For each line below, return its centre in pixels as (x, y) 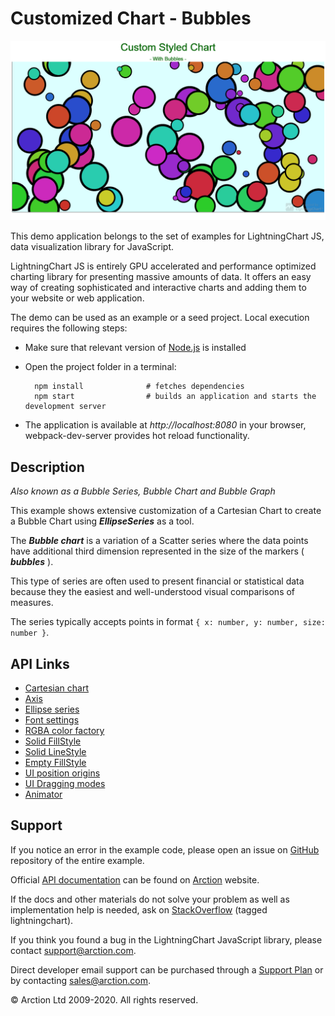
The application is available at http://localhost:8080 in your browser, (165, 425)
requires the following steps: (69, 328)
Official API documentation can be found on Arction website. (135, 879)
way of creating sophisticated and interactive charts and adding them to (158, 288)
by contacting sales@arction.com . (81, 980)
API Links (40, 663)
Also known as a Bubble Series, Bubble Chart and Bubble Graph (143, 491)
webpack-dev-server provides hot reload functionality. (137, 436)
